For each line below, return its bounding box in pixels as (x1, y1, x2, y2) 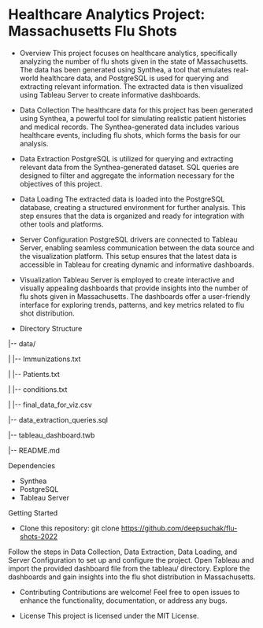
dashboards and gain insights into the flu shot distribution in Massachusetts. (8, 572, 256, 582)
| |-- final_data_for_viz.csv (8, 400, 92, 409)
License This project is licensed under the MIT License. (19, 611, 199, 620)
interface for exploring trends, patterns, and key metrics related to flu (19, 300, 245, 309)
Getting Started (8, 508, 58, 517)
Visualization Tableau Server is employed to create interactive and (19, 275, 235, 284)
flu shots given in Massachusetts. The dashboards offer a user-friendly (19, 291, 250, 301)
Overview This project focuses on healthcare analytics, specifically (19, 48, 238, 57)
